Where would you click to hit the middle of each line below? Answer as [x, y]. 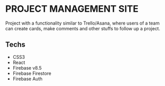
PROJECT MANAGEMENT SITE [72, 9]
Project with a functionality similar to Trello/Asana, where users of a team [82, 23]
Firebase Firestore [32, 73]
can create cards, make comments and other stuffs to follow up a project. [83, 28]
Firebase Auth [27, 79]
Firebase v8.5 [27, 68]
